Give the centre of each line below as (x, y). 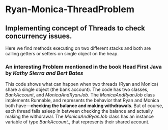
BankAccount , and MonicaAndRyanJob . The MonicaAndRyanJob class (80, 95)
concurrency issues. (39, 36)
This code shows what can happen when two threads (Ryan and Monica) (82, 84)
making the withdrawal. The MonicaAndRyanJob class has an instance (80, 117)
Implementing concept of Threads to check (75, 28)
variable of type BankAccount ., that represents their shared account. (77, 122)
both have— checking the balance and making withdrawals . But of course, (85, 106)
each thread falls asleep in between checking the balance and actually (79, 111)
